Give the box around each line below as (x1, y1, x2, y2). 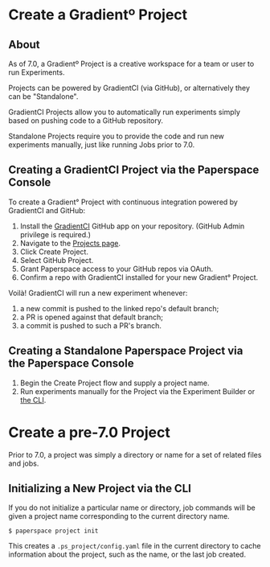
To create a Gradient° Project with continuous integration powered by (8, 197, 239, 207)
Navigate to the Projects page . (19, 238, 121, 248)
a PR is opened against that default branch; (19, 312, 163, 322)
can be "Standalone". (8, 92, 79, 101)
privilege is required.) (19, 229, 91, 239)
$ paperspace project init (8, 527, 99, 536)
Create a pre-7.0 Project (8, 423, 171, 442)
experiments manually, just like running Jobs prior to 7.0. (8, 140, 195, 150)
